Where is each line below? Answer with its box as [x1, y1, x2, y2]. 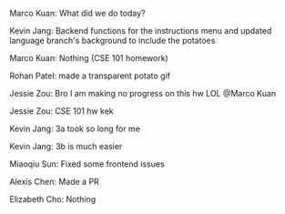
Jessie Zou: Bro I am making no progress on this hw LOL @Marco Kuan [9, 88, 276, 98]
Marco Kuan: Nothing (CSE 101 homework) [9, 53, 168, 63]
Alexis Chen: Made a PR [9, 177, 100, 187]
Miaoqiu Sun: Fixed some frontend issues [9, 158, 166, 169]
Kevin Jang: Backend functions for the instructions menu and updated [9, 25, 272, 36]
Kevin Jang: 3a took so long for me [9, 123, 141, 134]
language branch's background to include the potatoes [9, 36, 216, 46]
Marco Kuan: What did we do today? [9, 8, 146, 18]
